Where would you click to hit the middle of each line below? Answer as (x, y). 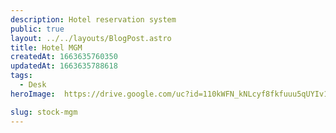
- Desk (33, 85)
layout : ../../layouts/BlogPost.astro (91, 38)
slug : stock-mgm (44, 112)
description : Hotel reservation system (93, 19)
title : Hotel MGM (46, 47)
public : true (37, 29)
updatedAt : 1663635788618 (64, 66)
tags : (21, 76)
